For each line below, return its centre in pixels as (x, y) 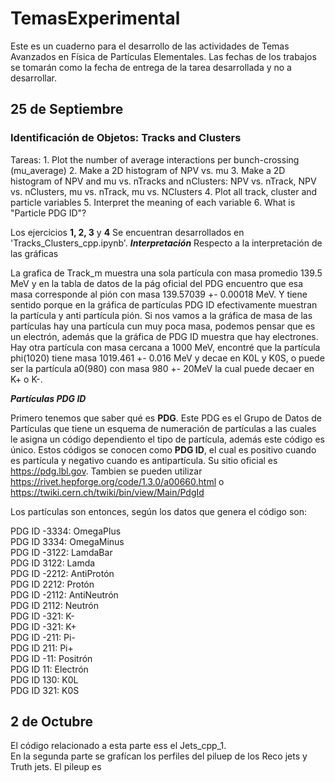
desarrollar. (33, 78)
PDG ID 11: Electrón (49, 669)
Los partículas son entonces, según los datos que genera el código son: (158, 511)
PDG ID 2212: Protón (52, 584)
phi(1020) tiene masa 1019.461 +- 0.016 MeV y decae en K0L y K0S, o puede (167, 358)
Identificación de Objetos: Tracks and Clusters (126, 138)
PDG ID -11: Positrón (51, 658)
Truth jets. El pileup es (56, 767)
